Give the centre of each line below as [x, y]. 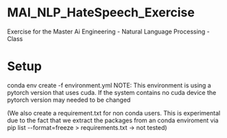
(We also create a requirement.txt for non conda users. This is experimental [114, 113]
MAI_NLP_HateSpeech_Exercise [101, 13]
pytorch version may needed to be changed [69, 100]
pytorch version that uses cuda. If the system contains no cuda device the [112, 92]
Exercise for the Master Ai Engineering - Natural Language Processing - [109, 31]
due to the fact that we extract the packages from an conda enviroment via [113, 120]
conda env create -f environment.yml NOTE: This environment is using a [109, 85]
